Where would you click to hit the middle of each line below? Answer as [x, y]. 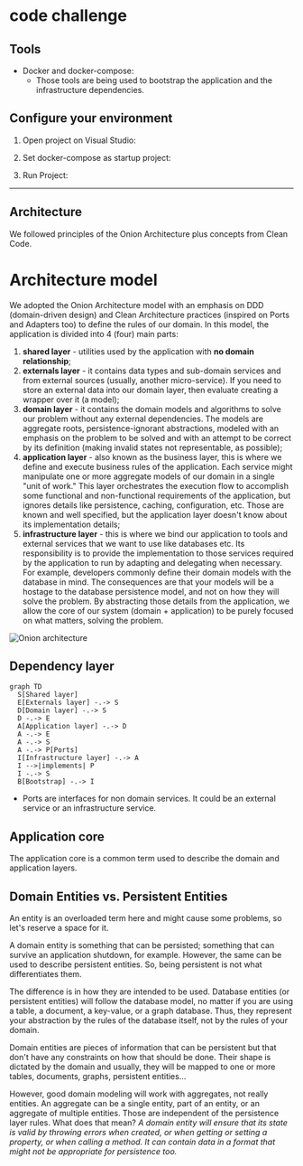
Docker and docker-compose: [78, 71]
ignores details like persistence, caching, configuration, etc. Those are [153, 505]
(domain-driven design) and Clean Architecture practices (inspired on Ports [150, 315]
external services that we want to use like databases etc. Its [133, 543]
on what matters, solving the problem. [93, 620]
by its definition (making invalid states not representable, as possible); [152, 447]
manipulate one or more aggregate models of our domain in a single [148, 476]
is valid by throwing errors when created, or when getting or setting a [138, 1132]
